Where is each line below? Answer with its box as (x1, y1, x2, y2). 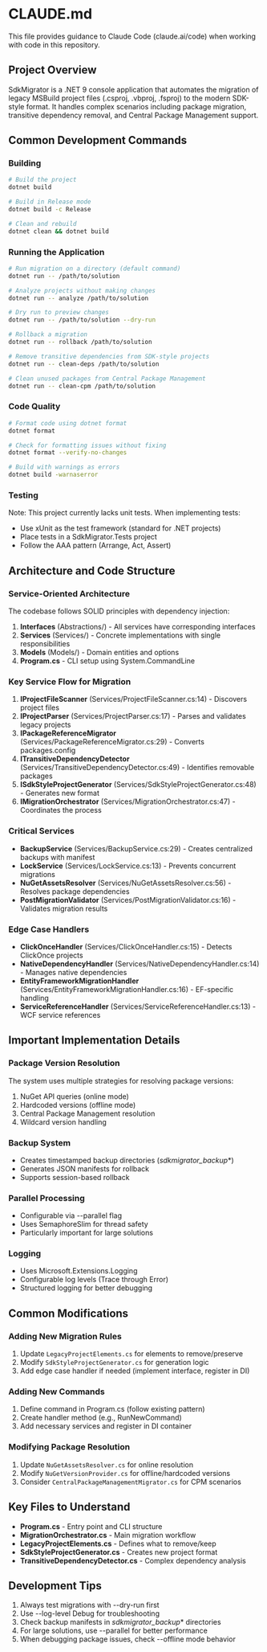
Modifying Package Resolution (8, 1441, 131, 1453)
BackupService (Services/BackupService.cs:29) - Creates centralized (19, 843, 253, 853)
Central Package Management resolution (19, 1109, 156, 1118)
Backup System (8, 1137, 71, 1148)
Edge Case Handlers (8, 924, 90, 935)
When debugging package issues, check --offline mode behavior (19, 1634, 237, 1644)
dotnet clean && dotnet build (8, 227, 110, 236)
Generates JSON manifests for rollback (19, 1163, 150, 1174)
